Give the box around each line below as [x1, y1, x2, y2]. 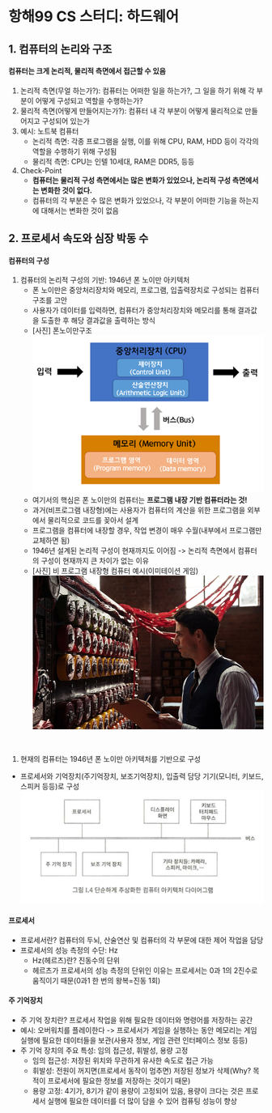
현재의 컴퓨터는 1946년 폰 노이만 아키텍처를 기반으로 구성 [19, 754, 201, 764]
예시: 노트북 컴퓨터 [19, 126, 79, 136]
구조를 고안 [32, 295, 67, 305]
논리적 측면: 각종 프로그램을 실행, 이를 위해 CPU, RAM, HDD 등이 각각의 [32, 136, 259, 146]
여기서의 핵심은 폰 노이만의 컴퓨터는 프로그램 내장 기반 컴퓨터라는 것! [32, 495, 248, 505]
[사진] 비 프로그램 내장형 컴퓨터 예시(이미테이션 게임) [32, 566, 199, 576]
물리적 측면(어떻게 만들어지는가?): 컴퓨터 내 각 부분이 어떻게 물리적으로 [19, 106, 244, 116]
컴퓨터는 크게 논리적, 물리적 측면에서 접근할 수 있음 [8, 66, 166, 76]
